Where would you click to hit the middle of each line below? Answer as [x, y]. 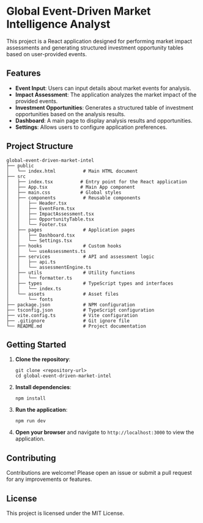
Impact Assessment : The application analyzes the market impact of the [106, 94]
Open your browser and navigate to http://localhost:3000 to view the [105, 433]
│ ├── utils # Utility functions [71, 272]
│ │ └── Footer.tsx [37, 224]
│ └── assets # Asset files [63, 294]
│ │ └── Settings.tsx [39, 240]
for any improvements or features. [49, 479]
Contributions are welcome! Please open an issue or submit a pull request [99, 473]
